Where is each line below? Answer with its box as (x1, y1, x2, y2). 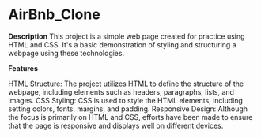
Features (8, 63, 38, 73)
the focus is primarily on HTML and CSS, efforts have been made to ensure (8, 112, 253, 121)
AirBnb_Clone (8, 6, 100, 24)
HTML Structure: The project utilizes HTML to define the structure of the (8, 79, 244, 88)
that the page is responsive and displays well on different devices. (8, 121, 224, 130)
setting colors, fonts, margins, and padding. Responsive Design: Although (8, 104, 248, 114)
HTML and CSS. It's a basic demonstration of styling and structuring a (8, 39, 236, 49)
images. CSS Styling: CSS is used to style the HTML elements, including (8, 95, 244, 105)
